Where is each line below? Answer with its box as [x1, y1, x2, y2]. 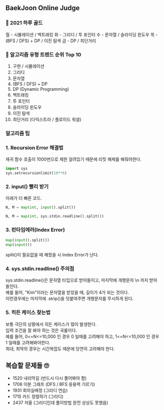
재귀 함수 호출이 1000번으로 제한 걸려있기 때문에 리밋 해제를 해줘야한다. [5, 156, 142, 162]
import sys [5, 166, 28, 171]
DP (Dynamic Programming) [12, 86, 69, 92]
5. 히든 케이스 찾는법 [5, 309, 51, 316]
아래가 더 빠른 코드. [5, 195, 42, 201]
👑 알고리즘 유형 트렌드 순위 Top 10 [5, 51, 82, 58]
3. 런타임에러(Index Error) [5, 226, 65, 233]
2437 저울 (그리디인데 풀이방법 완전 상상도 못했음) [12, 400, 109, 406]
